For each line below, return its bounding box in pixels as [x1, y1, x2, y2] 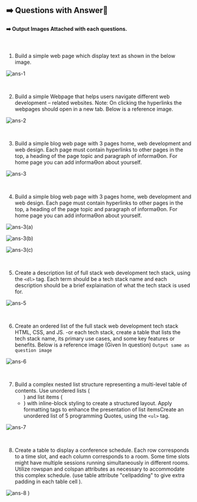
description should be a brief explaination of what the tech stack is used [14, 281, 191, 289]
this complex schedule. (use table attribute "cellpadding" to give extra [14, 471, 185, 478]
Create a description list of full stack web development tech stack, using [14, 269, 191, 276]
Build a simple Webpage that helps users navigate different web [14, 93, 170, 100]
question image [14, 347, 52, 354]
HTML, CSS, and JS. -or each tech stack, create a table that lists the [14, 328, 181, 336]
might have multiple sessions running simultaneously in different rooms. [14, 459, 190, 466]
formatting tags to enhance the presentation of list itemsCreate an [23, 406, 184, 413]
